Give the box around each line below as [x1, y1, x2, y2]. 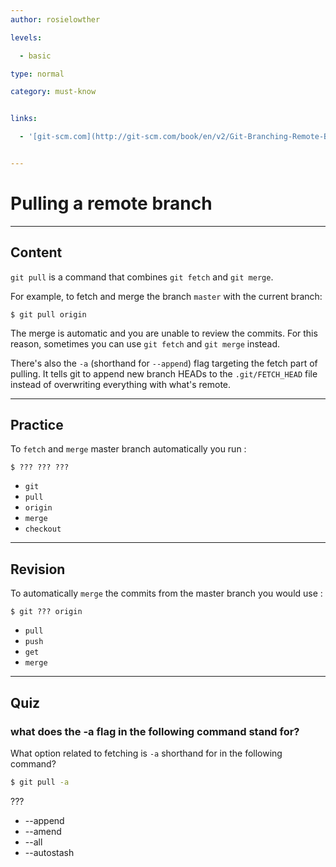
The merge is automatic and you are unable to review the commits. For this [10, 327, 318, 339]
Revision [10, 561, 66, 578]
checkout [24, 524, 62, 535]
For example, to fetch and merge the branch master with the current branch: [10, 290, 323, 302]
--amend [24, 825, 62, 837]
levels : [10, 32, 43, 43]
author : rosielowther [10, 14, 101, 25]
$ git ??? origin [10, 607, 83, 617]
